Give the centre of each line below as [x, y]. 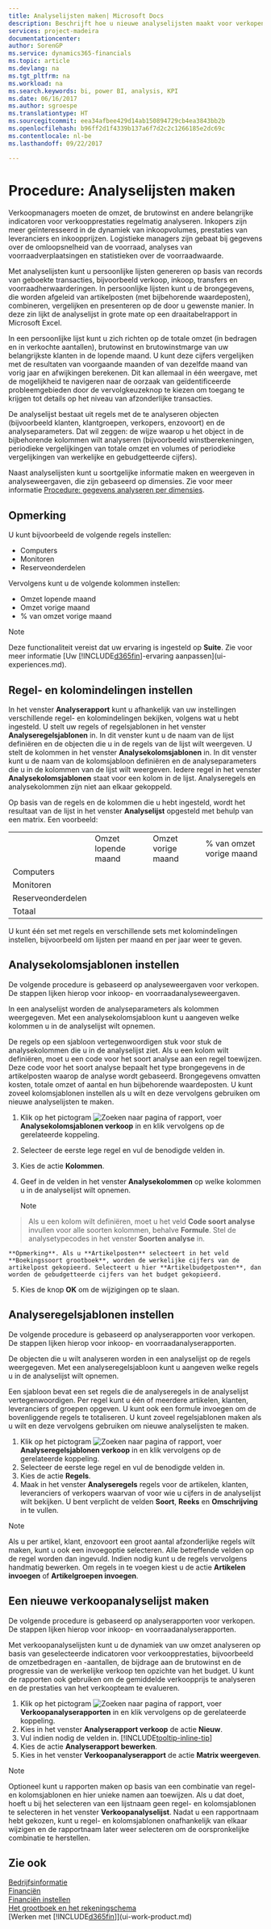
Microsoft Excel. [35, 323]
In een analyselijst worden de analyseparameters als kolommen [114, 1009]
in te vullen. [39, 1510]
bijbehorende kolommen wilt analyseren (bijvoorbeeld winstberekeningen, [131, 440]
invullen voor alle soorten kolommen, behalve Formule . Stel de [132, 1229]
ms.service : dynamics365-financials [70, 53]
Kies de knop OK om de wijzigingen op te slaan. [100, 1289]
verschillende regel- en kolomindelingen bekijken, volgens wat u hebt [124, 718]
